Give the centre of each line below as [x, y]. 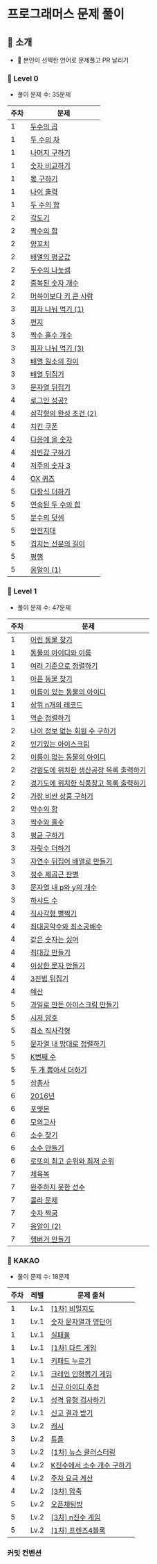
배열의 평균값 [50, 257]
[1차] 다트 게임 [74, 1348]
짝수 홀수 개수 [51, 336]
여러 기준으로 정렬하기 [64, 666]
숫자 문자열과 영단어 [82, 1321]
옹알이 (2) [46, 1226]
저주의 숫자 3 [50, 466]
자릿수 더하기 [50, 848]
